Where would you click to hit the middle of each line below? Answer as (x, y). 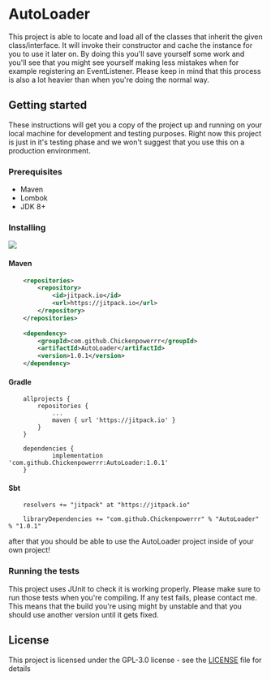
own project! (29, 550)
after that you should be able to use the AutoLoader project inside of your (131, 541)
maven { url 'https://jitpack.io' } (114, 420)
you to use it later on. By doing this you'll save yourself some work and (127, 54)
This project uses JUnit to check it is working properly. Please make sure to (135, 588)
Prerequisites (35, 171)
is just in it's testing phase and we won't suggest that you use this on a (127, 142)
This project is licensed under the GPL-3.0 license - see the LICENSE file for (135, 660)
